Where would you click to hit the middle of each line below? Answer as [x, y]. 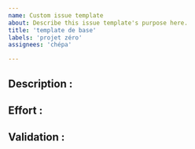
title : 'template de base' [52, 30]
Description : [40, 84]
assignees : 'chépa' [40, 45]
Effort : [26, 110]
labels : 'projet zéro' [45, 37]
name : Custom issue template [56, 15]
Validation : [37, 138]
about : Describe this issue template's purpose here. [98, 23]
